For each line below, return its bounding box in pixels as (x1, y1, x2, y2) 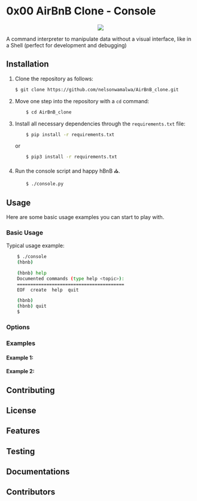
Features (6, 426, 40, 436)
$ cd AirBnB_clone (26, 109, 72, 115)
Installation (6, 59, 49, 70)
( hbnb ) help (17, 270, 47, 276)
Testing (6, 446, 35, 457)
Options (6, 323, 30, 331)
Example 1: (6, 354, 34, 361)
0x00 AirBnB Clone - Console (6, 4, 156, 18)
